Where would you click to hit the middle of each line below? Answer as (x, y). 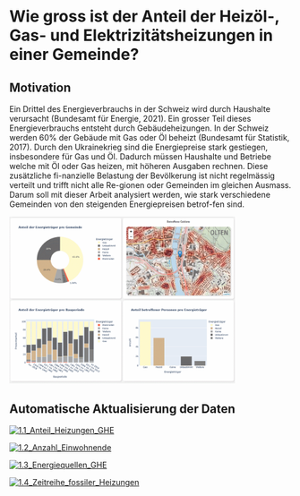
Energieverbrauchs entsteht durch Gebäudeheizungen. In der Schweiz (139, 128)
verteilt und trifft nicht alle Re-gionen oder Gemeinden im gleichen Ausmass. (150, 185)
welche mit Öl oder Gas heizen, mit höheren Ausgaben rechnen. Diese (139, 166)
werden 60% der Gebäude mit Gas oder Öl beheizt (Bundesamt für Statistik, (150, 137)
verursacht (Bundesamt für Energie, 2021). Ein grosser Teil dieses (130, 119)
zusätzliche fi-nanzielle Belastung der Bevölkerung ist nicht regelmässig (142, 175)
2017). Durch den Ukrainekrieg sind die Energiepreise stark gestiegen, (139, 147)
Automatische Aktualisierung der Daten (122, 409)
